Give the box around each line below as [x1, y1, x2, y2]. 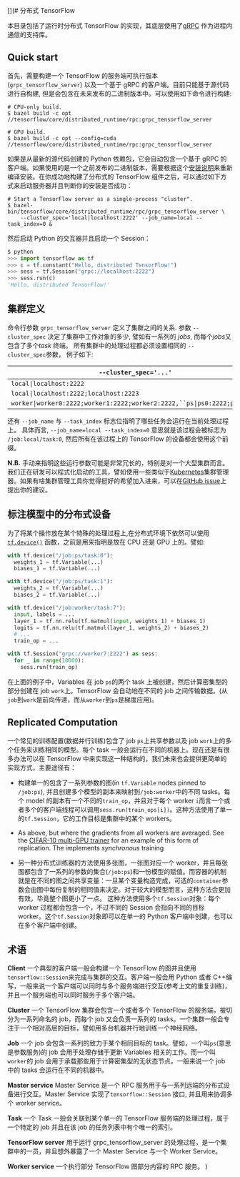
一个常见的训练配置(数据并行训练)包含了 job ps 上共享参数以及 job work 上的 [7, 736, 226, 745]
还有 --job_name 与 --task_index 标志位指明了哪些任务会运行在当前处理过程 [7, 417, 229, 425]
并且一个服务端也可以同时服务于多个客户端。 [7, 990, 139, 999]
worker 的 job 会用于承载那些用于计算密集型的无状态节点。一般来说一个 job [7, 1057, 226, 1066]
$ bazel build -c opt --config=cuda [7, 134, 116, 141]
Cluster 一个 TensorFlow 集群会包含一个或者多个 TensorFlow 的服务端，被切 [7, 1006, 233, 1015]
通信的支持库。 [7, 31, 51, 39]
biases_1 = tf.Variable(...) [14, 565, 101, 572]
